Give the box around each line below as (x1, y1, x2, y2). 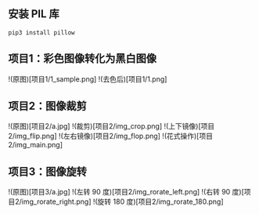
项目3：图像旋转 (8, 165, 88, 178)
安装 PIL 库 (8, 7, 60, 21)
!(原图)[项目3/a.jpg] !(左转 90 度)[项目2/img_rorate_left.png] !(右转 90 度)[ (8, 187, 245, 197)
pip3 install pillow (8, 28, 76, 37)
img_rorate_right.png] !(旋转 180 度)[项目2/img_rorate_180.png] (21, 197, 224, 206)
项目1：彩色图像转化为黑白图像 (8, 52, 157, 65)
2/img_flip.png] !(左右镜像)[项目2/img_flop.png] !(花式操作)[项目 (8, 132, 214, 141)
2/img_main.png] (8, 140, 63, 150)
